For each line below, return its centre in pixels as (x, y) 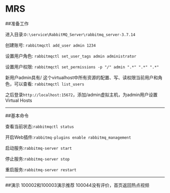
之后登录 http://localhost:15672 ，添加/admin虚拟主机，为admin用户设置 (81, 94)
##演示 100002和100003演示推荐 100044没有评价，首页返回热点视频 (77, 185)
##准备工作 (17, 23)
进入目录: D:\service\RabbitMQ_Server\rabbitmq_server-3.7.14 (70, 34)
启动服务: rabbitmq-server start (39, 148)
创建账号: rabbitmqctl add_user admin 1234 (51, 45)
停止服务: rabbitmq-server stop (37, 158)
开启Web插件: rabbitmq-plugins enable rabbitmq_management (68, 137)
